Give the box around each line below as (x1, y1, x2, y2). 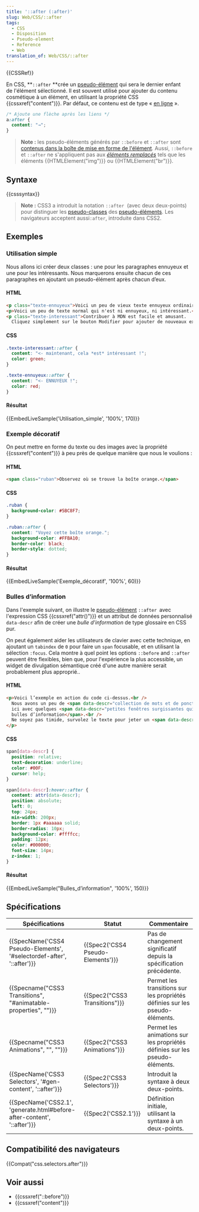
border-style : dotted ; (11, 546, 68, 553)
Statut (103, 919, 122, 927)
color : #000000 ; (11, 842, 52, 848)
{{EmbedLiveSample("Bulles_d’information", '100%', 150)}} (6, 885, 149, 892)
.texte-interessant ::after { (6, 345, 78, 351)
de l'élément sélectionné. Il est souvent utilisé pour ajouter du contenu (6, 87, 178, 94)
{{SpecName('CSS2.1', (9, 1098, 73, 1106)
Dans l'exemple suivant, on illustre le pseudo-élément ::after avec (6, 606, 172, 613)
